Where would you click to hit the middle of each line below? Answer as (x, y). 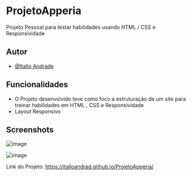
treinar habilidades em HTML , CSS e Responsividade (79, 105)
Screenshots (30, 130)
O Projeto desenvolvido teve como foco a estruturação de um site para (100, 99)
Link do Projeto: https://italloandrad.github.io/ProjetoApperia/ (80, 167)
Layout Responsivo (38, 111)
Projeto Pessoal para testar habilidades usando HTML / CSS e (81, 27)
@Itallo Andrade (34, 66)
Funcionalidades (37, 84)
